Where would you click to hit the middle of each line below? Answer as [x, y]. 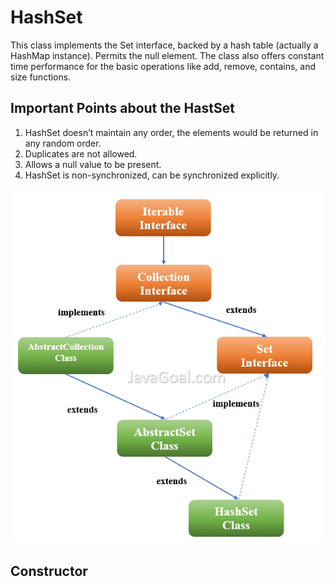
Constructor [49, 571]
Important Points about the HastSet [122, 108]
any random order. [63, 143]
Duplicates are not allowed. [81, 153]
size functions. [41, 77]
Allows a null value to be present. [93, 164]
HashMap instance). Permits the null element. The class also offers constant [167, 55]
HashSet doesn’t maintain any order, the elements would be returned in [171, 132]
